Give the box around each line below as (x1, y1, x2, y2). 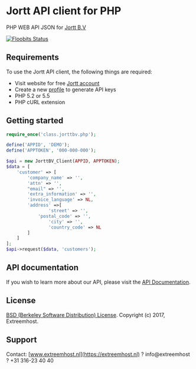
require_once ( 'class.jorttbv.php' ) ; (6, 131, 96, 137)
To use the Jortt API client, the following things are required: (6, 68, 152, 75)
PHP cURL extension (14, 98, 66, 105)
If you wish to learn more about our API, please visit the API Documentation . (6, 278, 191, 285)
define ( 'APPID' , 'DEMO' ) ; (6, 142, 70, 148)
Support (6, 335, 37, 345)
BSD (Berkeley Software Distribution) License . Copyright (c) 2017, (6, 311, 165, 318)
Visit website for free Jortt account (14, 79, 100, 86)
